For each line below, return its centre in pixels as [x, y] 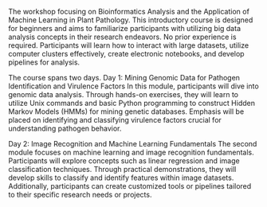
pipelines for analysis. [44, 62]
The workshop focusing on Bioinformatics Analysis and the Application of [129, 12]
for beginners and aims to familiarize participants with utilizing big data [125, 28]
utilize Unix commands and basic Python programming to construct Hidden [132, 103]
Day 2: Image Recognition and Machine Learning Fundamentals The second [133, 144]
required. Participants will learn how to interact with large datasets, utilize [129, 45]
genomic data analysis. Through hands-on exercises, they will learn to [124, 94]
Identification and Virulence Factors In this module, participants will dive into [133, 86]
